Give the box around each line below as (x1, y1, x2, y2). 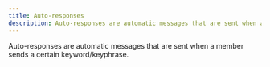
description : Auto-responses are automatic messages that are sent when (8, 19, 257, 27)
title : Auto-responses (8, 11, 84, 20)
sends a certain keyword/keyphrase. (8, 49, 129, 59)
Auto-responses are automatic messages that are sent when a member (8, 41, 244, 50)
